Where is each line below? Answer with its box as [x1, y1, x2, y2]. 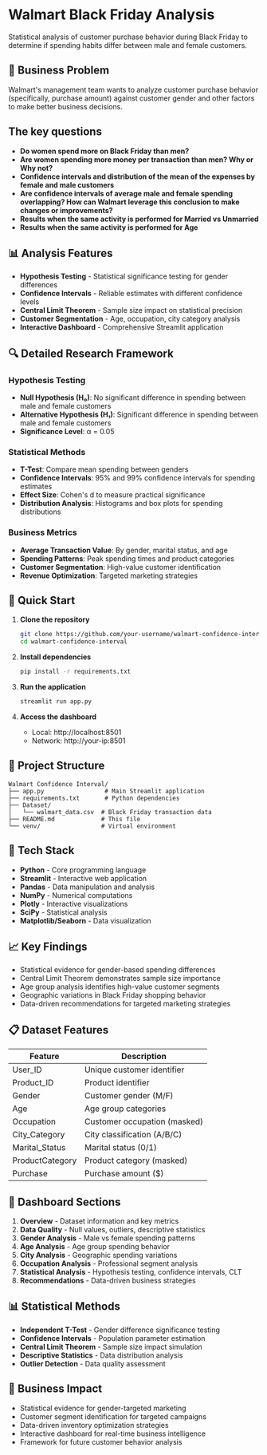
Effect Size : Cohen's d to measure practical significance [19, 490, 206, 500]
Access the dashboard [19, 712, 97, 722]
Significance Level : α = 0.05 [19, 427, 115, 437]
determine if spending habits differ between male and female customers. [8, 40, 247, 49]
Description [120, 1051, 167, 1062]
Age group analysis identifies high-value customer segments [19, 982, 221, 991]
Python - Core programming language [19, 864, 147, 875]
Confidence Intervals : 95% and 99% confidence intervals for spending [19, 473, 256, 483]
